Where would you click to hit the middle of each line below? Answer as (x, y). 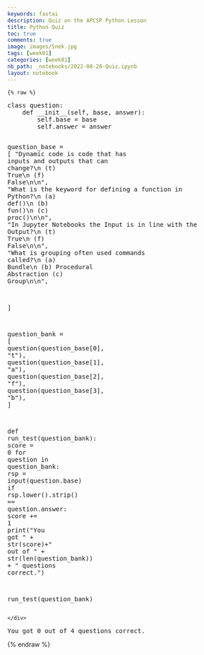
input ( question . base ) (45, 480)
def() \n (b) (28, 203)
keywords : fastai (33, 14)
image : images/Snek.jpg (42, 47)
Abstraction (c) (35, 274)
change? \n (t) (32, 168)
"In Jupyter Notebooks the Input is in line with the (102, 224)
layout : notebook (33, 73)
